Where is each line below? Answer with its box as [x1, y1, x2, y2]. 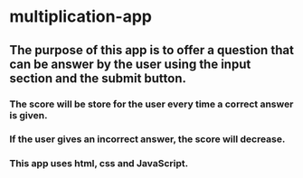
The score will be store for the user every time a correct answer [9, 98, 294, 110]
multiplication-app [9, 6, 152, 27]
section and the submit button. [9, 70, 187, 86]
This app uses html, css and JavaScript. [9, 157, 188, 170]
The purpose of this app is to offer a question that [9, 42, 294, 58]
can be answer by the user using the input [9, 56, 251, 71]
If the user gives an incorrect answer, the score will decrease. [9, 133, 286, 145]
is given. [9, 108, 48, 121]
